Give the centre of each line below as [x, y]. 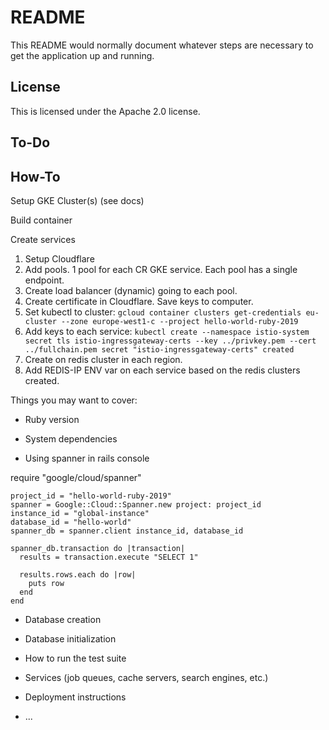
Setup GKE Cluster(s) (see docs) [77, 200]
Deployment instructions [75, 697]
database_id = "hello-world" [71, 522]
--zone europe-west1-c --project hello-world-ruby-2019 [180, 321]
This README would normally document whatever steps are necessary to [162, 45]
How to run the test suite [75, 658]
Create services [43, 239]
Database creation [63, 619]
